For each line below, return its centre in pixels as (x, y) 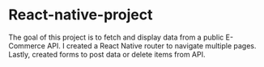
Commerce (27, 45)
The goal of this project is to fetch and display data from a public (116, 37)
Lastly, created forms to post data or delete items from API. (107, 54)
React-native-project (81, 15)
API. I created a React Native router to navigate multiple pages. (152, 45)
